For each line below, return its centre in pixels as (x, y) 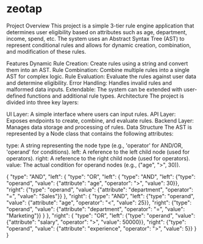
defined (16, 96)
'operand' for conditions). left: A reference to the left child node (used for (98, 152)
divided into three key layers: (43, 102)
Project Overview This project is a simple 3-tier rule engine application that (100, 26)
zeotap (24, 9)
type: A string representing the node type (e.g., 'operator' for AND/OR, (94, 145)
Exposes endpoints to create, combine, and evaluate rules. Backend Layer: (100, 120)
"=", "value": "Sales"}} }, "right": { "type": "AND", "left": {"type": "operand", (101, 196)
